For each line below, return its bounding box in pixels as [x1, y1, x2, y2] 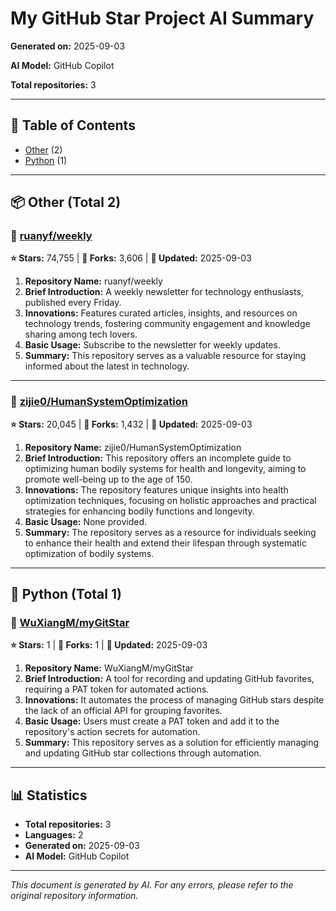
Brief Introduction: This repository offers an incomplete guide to [24, 452, 292, 464]
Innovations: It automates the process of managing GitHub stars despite [24, 694, 325, 706]
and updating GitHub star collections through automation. [24, 747, 262, 759]
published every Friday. [24, 297, 122, 309]
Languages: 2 [24, 829, 84, 841]
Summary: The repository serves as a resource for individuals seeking [24, 526, 317, 538]
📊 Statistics [10, 787, 88, 804]
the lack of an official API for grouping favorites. [24, 705, 223, 717]
